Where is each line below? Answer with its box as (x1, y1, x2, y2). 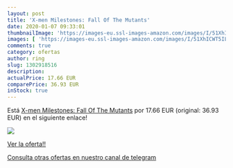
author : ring (7, 55, 45, 62)
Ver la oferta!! (7, 140, 46, 149)
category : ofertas (7, 49, 60, 56)
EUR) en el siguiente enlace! (7, 113, 88, 122)
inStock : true (7, 87, 49, 94)
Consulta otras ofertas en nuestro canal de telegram (7, 153, 157, 162)
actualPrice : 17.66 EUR (7, 74, 76, 82)
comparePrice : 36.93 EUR (7, 81, 79, 88)
